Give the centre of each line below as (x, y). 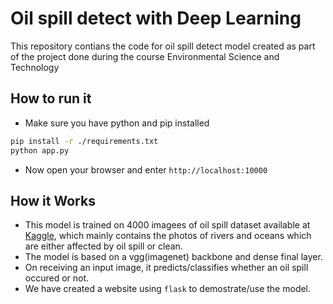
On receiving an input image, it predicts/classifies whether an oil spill (166, 268)
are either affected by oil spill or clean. (103, 246)
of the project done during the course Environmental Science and (145, 56)
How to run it (51, 98)
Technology (35, 67)
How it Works (53, 200)
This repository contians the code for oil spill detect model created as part (163, 46)
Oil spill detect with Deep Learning (156, 18)
